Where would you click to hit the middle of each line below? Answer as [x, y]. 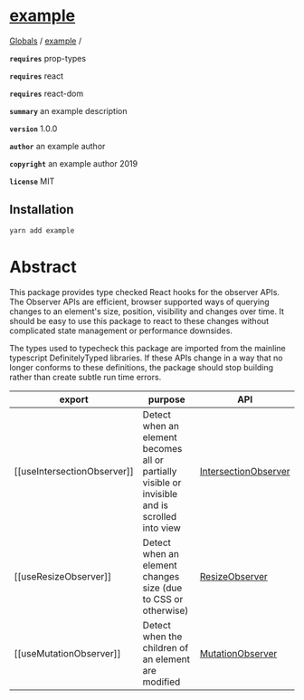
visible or [162, 483]
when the [162, 637]
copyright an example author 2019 [74, 163]
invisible [160, 494]
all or [153, 460]
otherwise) [166, 610]
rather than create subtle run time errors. [85, 377]
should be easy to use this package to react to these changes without [139, 321]
